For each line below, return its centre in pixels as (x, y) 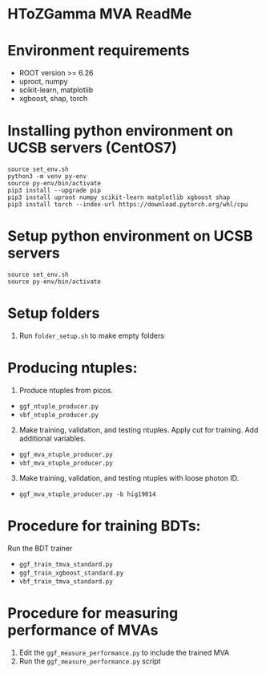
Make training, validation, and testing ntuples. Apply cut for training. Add (139, 429)
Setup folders (54, 313)
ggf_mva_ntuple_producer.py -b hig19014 (87, 494)
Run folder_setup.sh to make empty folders (92, 335)
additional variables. (52, 438)
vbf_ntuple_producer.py (59, 415)
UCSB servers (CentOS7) (92, 148)
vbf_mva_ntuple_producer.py (66, 463)
